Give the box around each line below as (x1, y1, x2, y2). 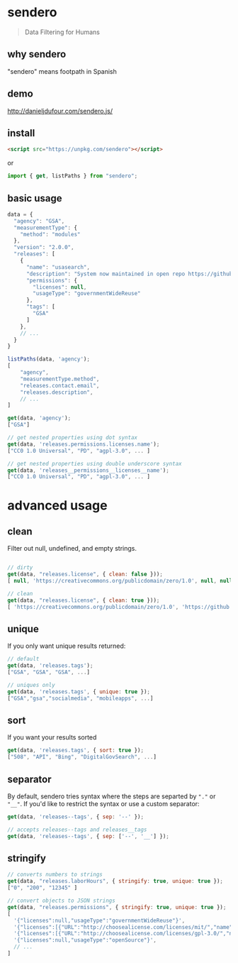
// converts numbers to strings (7, 871, 103, 879)
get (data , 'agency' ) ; (7, 414, 72, 422)
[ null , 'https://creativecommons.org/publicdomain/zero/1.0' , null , (7, 578, 217, 585)
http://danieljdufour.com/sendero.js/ (7, 106, 113, 115)
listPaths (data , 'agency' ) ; (7, 356, 91, 363)
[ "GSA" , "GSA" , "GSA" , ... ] (7, 668, 91, 676)
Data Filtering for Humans (24, 28, 101, 36)
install (7, 127, 35, 139)
